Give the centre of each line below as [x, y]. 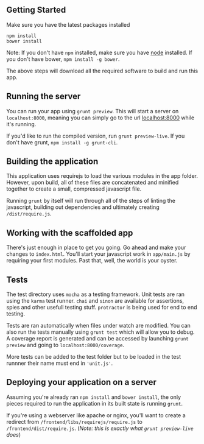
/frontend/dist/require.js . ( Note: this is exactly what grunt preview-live [100, 428]
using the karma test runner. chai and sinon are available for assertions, [95, 301]
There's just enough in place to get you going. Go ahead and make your [96, 248]
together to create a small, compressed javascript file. [74, 189]
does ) [14, 434]
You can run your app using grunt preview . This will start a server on [93, 111]
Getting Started [36, 10]
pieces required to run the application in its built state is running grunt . [95, 403]
